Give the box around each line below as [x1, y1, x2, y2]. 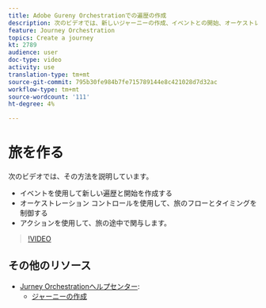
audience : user [8, 48, 59, 56]
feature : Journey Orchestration [8, 26, 115, 34]
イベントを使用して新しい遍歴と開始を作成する [19, 188, 173, 198]
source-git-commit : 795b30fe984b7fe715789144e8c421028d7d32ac [8, 78, 218, 86]
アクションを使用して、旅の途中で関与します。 [19, 218, 172, 228]
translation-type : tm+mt [8, 71, 90, 79]
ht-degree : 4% [8, 100, 55, 108]
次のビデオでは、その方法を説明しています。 [8, 171, 154, 181]
